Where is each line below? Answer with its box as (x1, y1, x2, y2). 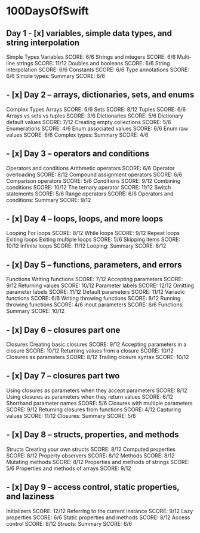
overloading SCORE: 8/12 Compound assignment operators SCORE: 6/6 (6, 171, 183, 178)
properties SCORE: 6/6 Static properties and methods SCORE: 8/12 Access (6, 514, 190, 521)
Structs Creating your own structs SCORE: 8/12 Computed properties (6, 445, 176, 453)
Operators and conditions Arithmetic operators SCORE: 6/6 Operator (6, 164, 175, 171)
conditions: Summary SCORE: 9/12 (6, 196, 91, 203)
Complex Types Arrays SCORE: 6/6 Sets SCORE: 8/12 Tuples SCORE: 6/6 (6, 106, 186, 113)
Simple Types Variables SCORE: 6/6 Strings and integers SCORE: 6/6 (6, 53, 176, 61)
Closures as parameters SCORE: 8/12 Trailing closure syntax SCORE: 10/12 (6, 354, 189, 361)
